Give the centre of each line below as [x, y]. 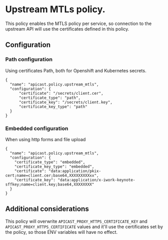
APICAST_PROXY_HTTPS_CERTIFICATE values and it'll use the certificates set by [84, 226]
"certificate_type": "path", [50, 98]
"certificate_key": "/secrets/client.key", [66, 102]
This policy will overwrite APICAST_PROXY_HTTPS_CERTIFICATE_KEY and [76, 221]
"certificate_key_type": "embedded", [54, 167]
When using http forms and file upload [46, 139]
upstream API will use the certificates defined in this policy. [67, 29]
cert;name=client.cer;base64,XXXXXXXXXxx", [52, 175]
